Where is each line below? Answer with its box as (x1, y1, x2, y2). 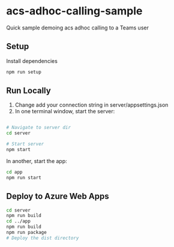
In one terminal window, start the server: (14, 108, 115, 115)
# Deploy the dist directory (6, 235, 79, 241)
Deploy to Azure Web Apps (6, 191, 109, 201)
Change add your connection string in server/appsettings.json (14, 101, 169, 109)
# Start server (6, 141, 44, 147)
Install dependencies (6, 57, 58, 64)
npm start (6, 147, 31, 153)
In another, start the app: (6, 157, 67, 164)
